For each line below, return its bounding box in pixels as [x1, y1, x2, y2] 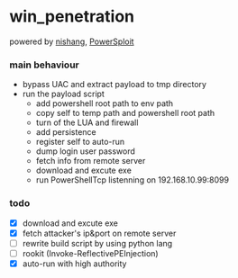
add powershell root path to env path [35, 98, 174, 109]
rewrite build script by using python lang [22, 238, 173, 248]
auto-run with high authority [22, 258, 127, 269]
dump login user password [35, 146, 135, 157]
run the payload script [22, 88, 105, 100]
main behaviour [9, 58, 79, 71]
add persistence [35, 127, 96, 138]
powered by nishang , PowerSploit [9, 36, 134, 47]
